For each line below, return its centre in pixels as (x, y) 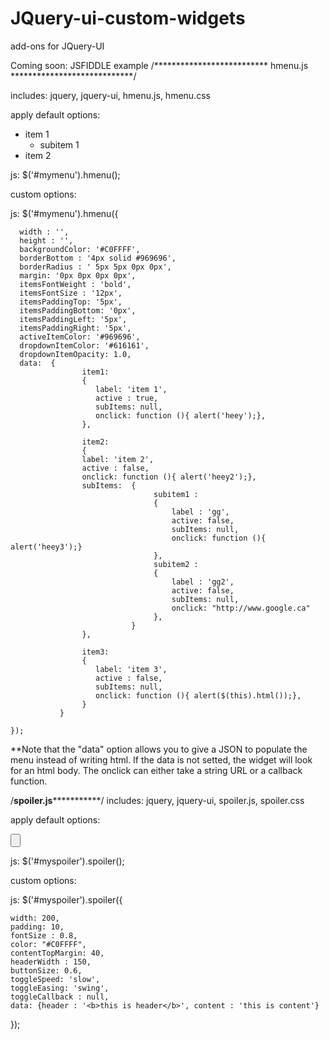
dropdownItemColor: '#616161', (84, 345)
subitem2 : (176, 564)
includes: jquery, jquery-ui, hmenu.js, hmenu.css (110, 95)
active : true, (127, 398)
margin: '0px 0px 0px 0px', (78, 275)
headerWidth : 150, (51, 962)
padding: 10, (37, 927)
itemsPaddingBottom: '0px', (78, 310)
